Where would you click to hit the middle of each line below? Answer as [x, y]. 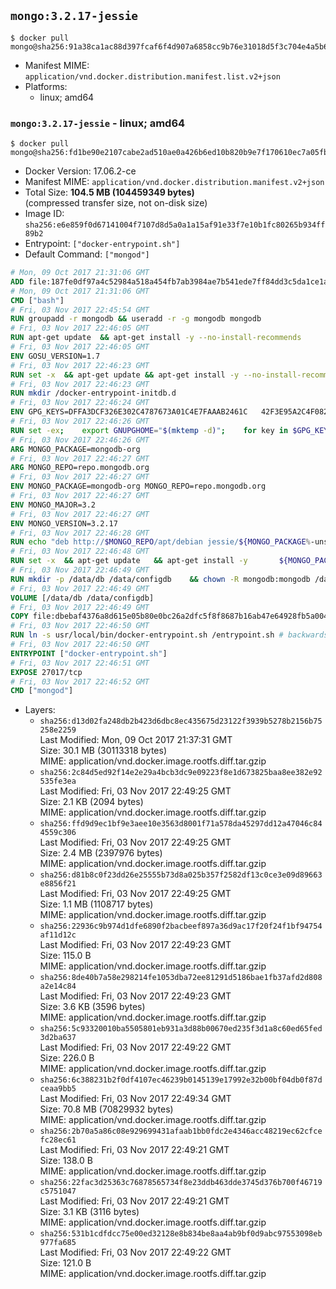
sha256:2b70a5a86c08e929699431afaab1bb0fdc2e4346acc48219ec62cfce [181, 1131]
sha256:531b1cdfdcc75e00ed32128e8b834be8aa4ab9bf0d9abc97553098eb [181, 1234]
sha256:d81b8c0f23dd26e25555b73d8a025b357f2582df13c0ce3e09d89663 [181, 875]
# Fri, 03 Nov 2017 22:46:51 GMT [80, 663]
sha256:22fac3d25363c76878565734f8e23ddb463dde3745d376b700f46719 [181, 1183]
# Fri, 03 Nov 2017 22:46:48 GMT [80, 551]
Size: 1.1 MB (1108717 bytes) [96, 904]
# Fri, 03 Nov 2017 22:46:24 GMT [80, 403]
